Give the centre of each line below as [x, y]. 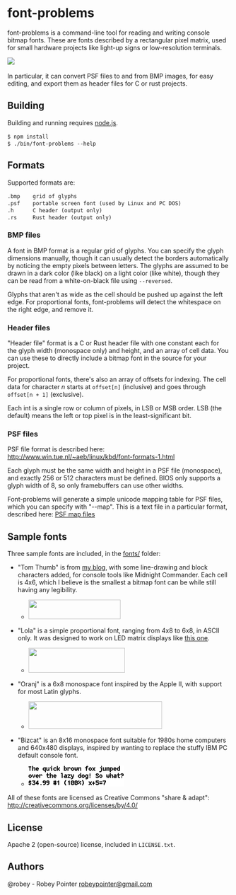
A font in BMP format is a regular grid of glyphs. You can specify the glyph [116, 250]
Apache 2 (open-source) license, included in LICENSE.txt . [91, 845]
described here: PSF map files [51, 514]
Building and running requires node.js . [63, 122]
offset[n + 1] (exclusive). [46, 395]
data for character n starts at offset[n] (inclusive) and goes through [107, 387]
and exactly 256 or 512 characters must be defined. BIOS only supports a [114, 478]
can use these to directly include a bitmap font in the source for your [107, 358]
